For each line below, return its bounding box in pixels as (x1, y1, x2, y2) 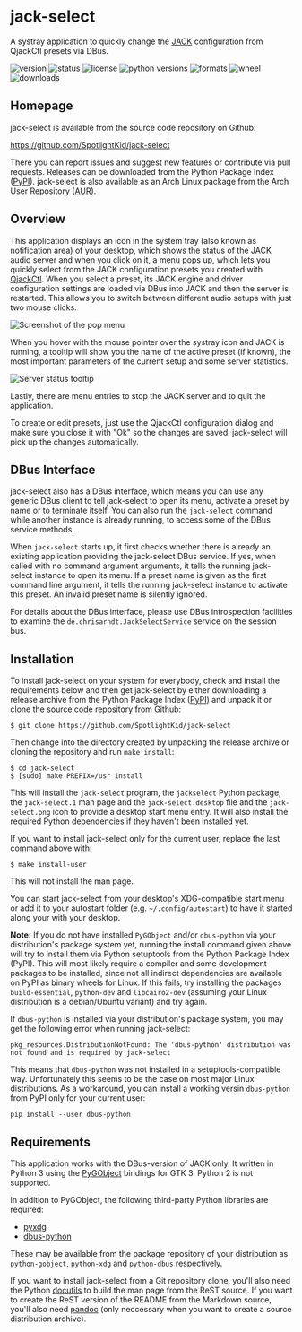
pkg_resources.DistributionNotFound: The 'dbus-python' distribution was (10, 1041, 292, 1050)
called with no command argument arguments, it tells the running (10, 560, 251, 571)
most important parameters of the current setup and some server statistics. (10, 356, 289, 367)
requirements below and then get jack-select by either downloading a (10, 685, 267, 696)
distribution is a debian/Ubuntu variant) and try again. (10, 997, 208, 1008)
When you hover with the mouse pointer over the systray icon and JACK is (10, 336, 285, 347)
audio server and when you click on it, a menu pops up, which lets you (10, 254, 271, 265)
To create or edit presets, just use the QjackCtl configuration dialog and (10, 417, 274, 428)
